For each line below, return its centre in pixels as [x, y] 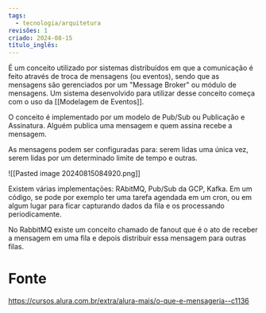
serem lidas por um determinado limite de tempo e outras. [103, 158]
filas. [16, 247]
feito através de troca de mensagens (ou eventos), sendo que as [114, 76]
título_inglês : [33, 45]
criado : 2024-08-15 [40, 38]
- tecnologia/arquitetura [58, 23]
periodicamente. [35, 214]
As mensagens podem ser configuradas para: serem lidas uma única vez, [128, 150]
